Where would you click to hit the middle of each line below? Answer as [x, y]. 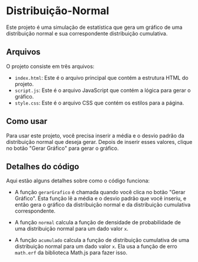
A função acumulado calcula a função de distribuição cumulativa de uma [102, 240]
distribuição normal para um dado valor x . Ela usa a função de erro [96, 247]
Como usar [27, 121]
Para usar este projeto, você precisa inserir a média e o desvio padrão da [95, 135]
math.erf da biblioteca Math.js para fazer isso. [71, 253]
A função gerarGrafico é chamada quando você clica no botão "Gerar [100, 192]
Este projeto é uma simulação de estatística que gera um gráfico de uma [94, 27]
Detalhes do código [43, 166]
